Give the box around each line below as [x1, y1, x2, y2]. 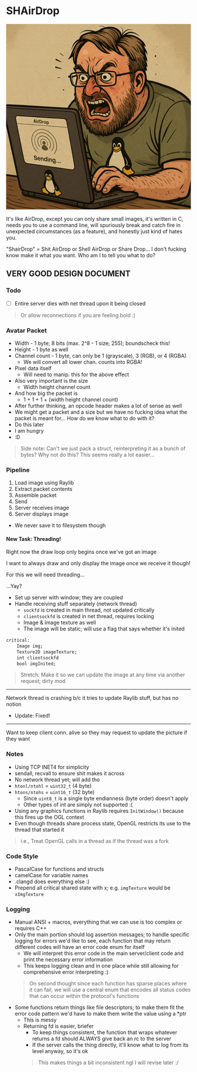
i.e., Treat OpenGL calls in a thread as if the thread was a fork [20, 837, 169, 844]
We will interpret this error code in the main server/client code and [23, 950, 184, 957]
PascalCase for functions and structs [14, 865, 104, 872]
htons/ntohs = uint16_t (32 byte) [14, 788, 95, 795]
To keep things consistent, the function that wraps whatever [32, 1029, 178, 1036]
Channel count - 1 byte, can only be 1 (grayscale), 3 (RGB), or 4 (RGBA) [14, 352, 186, 359]
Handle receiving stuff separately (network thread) [14, 600, 138, 608]
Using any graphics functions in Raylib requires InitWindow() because [14, 807, 184, 814]
